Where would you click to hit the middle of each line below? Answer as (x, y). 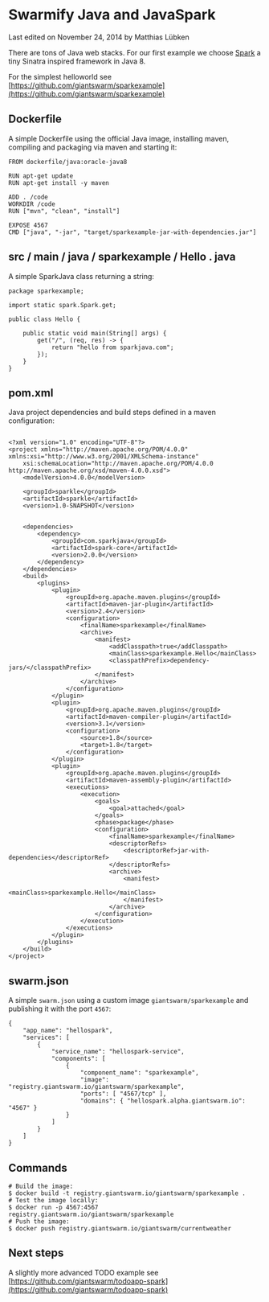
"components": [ (78, 1059)
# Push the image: (39, 1222)
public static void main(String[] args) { (95, 333)
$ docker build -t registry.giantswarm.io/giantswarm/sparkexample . (127, 1193)
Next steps (36, 1253)
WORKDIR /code (32, 204)
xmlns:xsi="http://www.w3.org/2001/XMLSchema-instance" (104, 457)
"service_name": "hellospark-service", (118, 1052)
